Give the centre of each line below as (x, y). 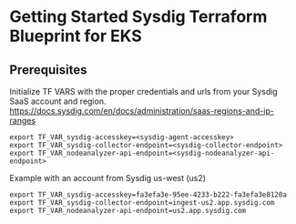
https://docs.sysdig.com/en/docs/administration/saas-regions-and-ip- (142, 111)
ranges (23, 121)
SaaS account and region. (58, 101)
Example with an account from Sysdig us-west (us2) (108, 178)
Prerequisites (48, 70)
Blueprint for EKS (76, 36)
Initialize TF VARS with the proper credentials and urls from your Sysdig (143, 92)
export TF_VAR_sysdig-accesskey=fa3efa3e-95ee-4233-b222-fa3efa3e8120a (148, 195)
